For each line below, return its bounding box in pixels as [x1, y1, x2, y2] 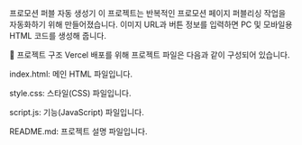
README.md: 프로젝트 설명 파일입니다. [9, 126, 148, 137]
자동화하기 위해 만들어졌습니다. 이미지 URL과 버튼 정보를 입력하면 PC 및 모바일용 [9, 19, 293, 30]
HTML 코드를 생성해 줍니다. [9, 31, 106, 41]
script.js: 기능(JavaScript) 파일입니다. [9, 107, 144, 117]
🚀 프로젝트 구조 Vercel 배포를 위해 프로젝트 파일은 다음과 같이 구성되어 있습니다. [9, 50, 290, 60]
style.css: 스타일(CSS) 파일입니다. [9, 88, 132, 98]
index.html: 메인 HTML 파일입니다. [9, 68, 133, 79]
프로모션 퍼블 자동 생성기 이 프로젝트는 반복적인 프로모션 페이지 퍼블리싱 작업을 [9, 8, 287, 18]
